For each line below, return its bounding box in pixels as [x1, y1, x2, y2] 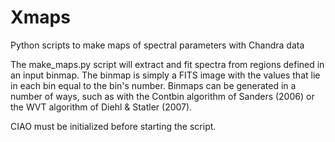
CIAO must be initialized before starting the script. [10, 120, 217, 132]
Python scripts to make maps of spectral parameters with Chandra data [10, 39, 305, 51]
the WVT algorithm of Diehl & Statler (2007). [10, 101, 193, 113]
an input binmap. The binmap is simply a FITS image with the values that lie [10, 69, 321, 81]
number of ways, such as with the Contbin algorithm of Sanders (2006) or [10, 90, 315, 102]
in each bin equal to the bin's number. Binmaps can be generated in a [10, 79, 297, 91]
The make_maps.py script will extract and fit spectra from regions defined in [10, 58, 325, 70]
